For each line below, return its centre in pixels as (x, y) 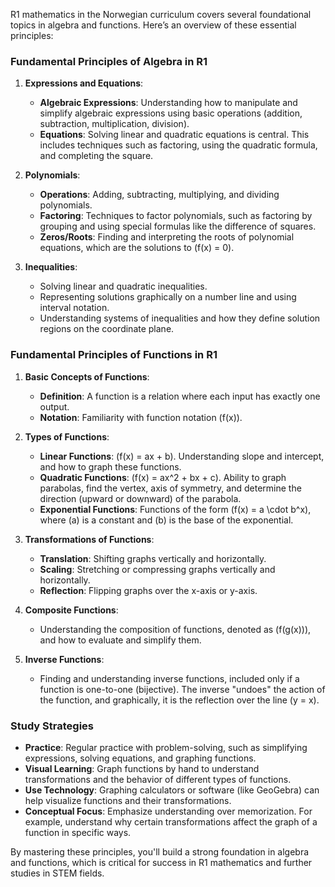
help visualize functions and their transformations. (128, 800)
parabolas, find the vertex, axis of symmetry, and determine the (170, 488)
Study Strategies (52, 726)
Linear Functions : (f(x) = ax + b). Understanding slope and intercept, (182, 456)
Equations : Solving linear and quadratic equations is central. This (174, 135)
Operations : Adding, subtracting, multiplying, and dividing (159, 195)
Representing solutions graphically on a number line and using (168, 297)
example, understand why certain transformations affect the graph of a (171, 821)
